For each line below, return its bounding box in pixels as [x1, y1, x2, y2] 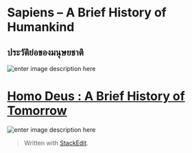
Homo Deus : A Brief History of [7, 89, 185, 104]
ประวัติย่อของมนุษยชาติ [7, 46, 84, 58]
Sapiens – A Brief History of [7, 5, 167, 20]
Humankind [7, 19, 75, 35]
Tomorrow [7, 103, 67, 119]
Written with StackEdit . [23, 139, 89, 147]
